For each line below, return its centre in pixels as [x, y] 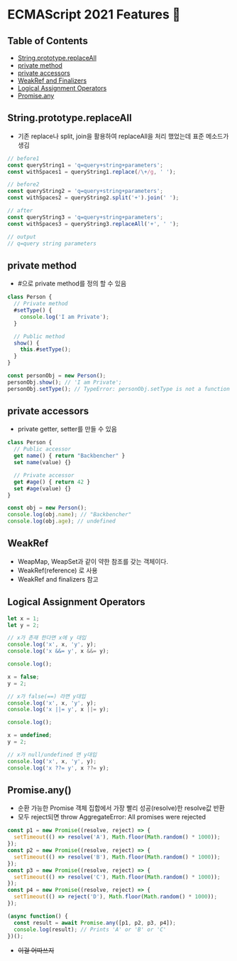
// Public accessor [43, 449]
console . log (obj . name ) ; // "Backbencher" [70, 515]
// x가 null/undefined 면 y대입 [52, 755]
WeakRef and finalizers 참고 [58, 579]
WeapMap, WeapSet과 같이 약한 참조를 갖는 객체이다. [93, 561]
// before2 [23, 184]
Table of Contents [48, 41]
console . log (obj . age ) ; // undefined [61, 521]
